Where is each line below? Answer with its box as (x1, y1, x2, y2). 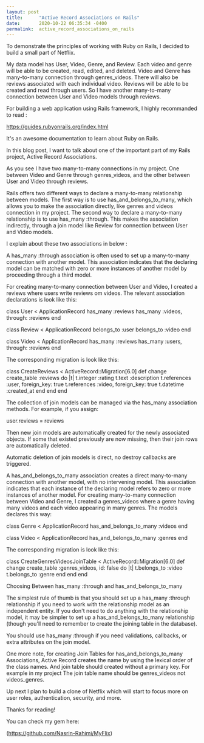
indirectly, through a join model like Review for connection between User (6, 222, 188, 229)
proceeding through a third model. (6, 271, 92, 278)
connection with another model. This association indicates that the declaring (6, 258, 198, 266)
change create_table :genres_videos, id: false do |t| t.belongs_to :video (6, 564, 183, 572)
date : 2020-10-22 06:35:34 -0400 (6, 20, 107, 26)
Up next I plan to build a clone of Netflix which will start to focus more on (6, 688, 188, 695)
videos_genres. (6, 676, 44, 683)
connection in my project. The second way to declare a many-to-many (6, 209, 183, 216)
